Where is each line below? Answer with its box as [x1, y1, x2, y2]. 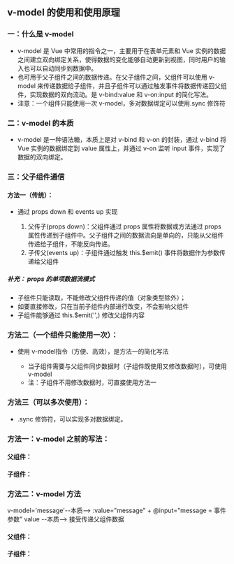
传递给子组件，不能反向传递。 [27, 240, 114, 248]
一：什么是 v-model [7, 29, 74, 39]
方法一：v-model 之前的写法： [7, 434, 110, 444]
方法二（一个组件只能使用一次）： [7, 331, 119, 340]
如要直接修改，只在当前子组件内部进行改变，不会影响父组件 [17, 303, 189, 311]
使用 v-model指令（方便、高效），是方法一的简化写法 [17, 347, 169, 356]
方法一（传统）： [7, 191, 54, 199]
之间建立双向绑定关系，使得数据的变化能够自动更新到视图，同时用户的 [17, 55, 220, 64]
